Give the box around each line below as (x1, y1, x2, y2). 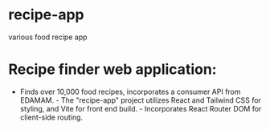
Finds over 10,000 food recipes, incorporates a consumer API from (19, 87, 241, 96)
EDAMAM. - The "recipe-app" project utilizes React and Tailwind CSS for (19, 95, 261, 105)
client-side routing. (19, 112, 83, 122)
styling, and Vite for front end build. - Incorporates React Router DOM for (19, 104, 262, 113)
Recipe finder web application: (8, 60, 217, 79)
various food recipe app (8, 32, 88, 42)
